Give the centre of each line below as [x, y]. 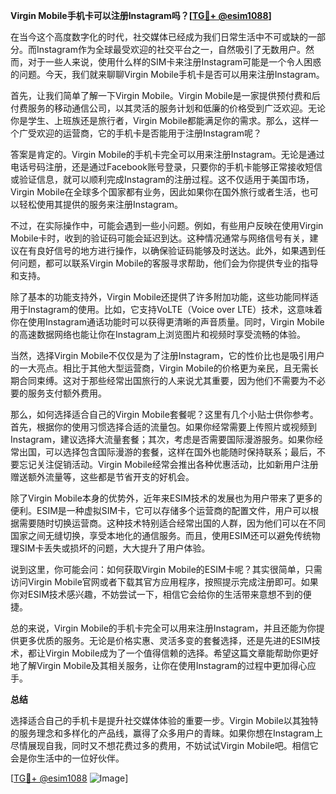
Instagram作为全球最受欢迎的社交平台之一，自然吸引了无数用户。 [171, 49]
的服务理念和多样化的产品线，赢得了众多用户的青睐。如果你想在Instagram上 [166, 733]
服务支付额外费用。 [67, 393]
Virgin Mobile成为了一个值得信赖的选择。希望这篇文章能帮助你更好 [181, 653]
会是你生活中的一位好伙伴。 [67, 758]
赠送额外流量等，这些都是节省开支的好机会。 [102, 477]
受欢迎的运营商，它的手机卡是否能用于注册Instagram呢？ [144, 133]
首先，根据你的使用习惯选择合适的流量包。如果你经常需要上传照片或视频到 [163, 427]
